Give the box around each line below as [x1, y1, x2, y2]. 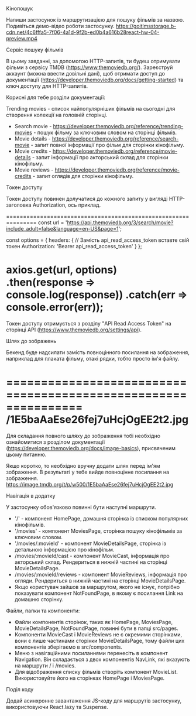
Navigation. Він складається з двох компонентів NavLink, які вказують [14, 656, 190, 663]
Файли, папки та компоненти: [6, 607, 80, 614]
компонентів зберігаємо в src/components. [14, 643, 123, 650]
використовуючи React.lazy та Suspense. [6, 703, 109, 710]
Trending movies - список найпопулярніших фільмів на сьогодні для [6, 105, 176, 112]
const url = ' [37, 219, 67, 226]
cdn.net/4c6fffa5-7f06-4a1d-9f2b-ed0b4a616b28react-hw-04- [6, 29, 160, 36]
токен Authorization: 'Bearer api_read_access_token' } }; [6, 243, 142, 249]
